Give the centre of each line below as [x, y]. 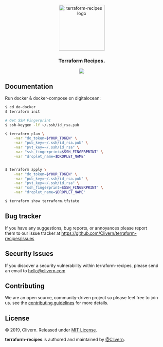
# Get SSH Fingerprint [28, 120]
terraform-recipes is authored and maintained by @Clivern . [65, 340]
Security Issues [29, 254]
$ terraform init [23, 112]
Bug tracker [23, 216]
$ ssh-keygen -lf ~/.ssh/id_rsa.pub [42, 125]
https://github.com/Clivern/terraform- [99, 233]
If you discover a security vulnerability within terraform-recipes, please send [82, 265]
